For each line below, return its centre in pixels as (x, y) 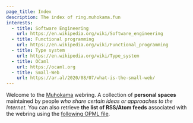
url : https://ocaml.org (46, 67)
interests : (20, 23)
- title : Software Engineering (50, 28)
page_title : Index (29, 12)
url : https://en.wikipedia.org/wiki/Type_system (78, 56)
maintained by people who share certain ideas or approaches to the (90, 101)
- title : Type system (38, 51)
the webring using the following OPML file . (58, 114)
